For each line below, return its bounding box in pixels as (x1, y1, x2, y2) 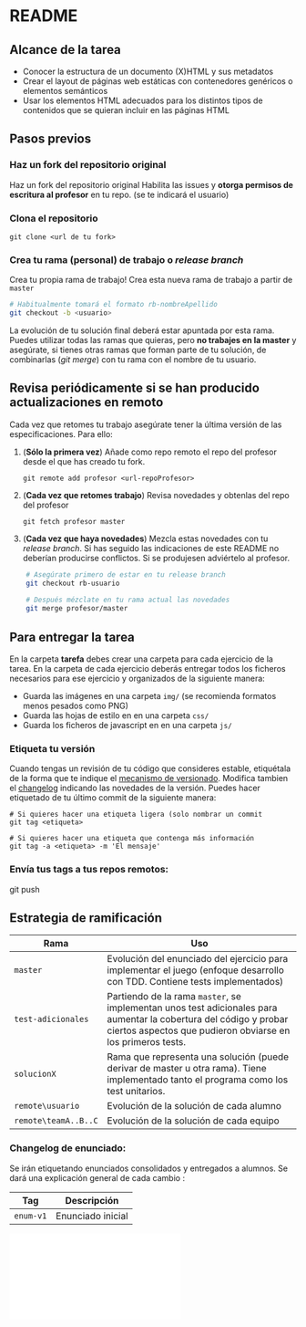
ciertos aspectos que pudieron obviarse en (107, 1024, 291, 1037)
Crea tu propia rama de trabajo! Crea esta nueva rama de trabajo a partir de (9, 275, 293, 286)
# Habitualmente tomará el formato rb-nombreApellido (9, 300, 219, 309)
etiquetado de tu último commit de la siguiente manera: (9, 792, 217, 803)
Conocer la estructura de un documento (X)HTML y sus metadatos (22, 66, 274, 77)
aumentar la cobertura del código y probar (107, 1013, 289, 1026)
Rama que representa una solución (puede (107, 1050, 290, 1063)
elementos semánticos (22, 86, 108, 96)
